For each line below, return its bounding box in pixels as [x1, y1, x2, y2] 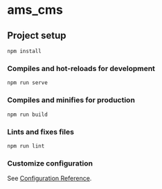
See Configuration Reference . [7, 175, 92, 183]
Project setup [7, 30, 67, 41]
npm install [7, 48, 42, 54]
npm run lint [7, 142, 45, 150]
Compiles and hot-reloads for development [7, 63, 156, 73]
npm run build [7, 111, 48, 118]
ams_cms [7, 2, 64, 18]
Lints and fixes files [7, 127, 75, 137]
